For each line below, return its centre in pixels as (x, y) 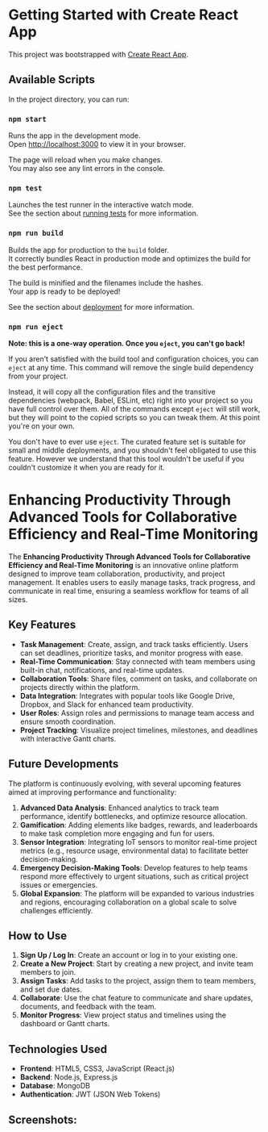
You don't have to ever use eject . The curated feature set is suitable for (127, 441)
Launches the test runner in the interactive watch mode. (101, 205)
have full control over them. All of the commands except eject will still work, (134, 408)
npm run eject (36, 327)
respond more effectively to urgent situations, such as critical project (134, 876)
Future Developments (64, 764)
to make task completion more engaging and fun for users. (117, 833)
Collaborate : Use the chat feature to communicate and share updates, (136, 998)
